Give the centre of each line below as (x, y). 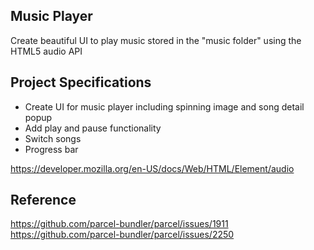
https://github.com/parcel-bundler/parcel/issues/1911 (119, 224)
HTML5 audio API (46, 51)
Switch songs (53, 138)
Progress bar (51, 149)
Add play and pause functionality (93, 128)
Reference (43, 200)
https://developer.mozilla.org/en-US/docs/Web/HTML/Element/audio (152, 168)
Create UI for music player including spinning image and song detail (164, 106)
